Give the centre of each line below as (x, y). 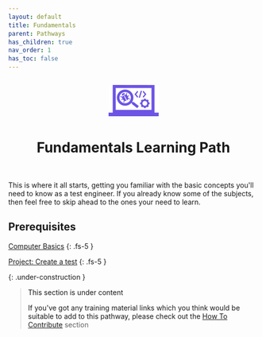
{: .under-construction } (47, 277)
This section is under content (75, 292)
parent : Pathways (37, 33)
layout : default (35, 17)
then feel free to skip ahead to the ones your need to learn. (104, 202)
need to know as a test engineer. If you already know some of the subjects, (131, 193)
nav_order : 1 (30, 50)
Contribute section (58, 324)
